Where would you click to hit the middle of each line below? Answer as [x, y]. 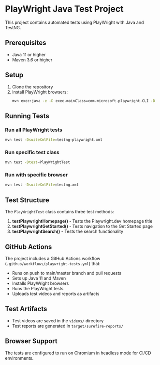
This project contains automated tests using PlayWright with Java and [74, 22]
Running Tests [27, 116]
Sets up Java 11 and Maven [39, 278]
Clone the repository [32, 87]
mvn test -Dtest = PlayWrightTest [37, 162]
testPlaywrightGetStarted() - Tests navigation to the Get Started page [82, 226]
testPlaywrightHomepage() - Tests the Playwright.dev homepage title [82, 221]
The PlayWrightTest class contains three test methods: [60, 212]
